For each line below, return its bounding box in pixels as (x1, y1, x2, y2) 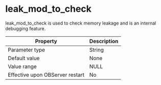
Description (89, 37, 119, 45)
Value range (8, 62, 37, 70)
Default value (8, 54, 40, 61)
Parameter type (8, 46, 45, 53)
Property (35, 37, 57, 45)
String (89, 46, 104, 53)
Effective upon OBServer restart (8, 71, 85, 78)
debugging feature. (5, 25, 46, 31)
